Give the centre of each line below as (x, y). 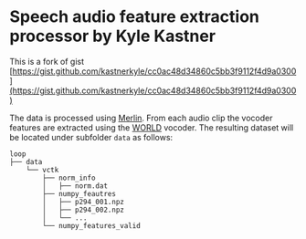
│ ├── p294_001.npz (84, 202)
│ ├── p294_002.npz (84, 210)
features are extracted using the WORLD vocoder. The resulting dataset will (152, 127)
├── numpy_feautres (79, 193)
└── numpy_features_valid (92, 225)
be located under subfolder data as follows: (91, 137)
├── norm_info (69, 178)
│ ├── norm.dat (75, 186)
